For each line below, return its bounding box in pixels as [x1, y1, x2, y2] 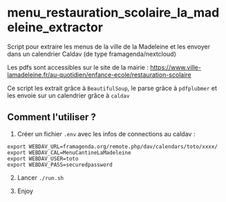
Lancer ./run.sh [17, 173, 64, 181]
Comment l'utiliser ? [7, 111, 97, 123]
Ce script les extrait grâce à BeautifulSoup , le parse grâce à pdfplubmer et [7, 84, 218, 92]
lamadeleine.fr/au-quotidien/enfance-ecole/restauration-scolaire [7, 71, 191, 79]
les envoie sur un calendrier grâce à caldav [7, 91, 130, 100]
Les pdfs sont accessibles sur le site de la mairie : [7, 63, 149, 71]
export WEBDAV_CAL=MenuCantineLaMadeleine [7, 149, 131, 156]
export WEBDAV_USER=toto [7, 155, 79, 162]
